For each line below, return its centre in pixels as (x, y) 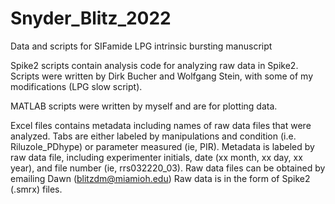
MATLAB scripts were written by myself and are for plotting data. (144, 106)
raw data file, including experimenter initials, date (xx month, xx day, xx (156, 157)
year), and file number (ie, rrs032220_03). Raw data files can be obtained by (168, 168)
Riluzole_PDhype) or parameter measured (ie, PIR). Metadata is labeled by (162, 146)
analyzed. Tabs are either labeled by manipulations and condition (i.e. (153, 136)
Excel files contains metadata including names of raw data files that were (161, 125)
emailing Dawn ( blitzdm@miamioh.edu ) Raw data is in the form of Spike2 (160, 178)
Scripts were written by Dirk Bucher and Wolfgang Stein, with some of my (162, 76)
